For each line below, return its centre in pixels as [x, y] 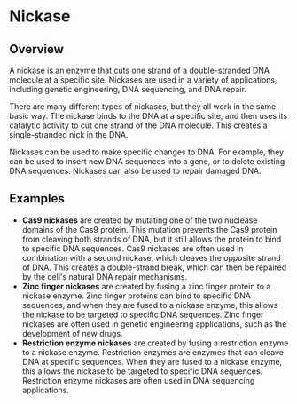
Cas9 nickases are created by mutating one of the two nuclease [140, 220]
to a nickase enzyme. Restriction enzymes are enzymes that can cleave [152, 352]
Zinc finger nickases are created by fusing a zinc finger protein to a [146, 286]
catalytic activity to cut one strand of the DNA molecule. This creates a [138, 125]
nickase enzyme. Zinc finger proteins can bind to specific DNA [136, 296]
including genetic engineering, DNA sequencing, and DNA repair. [128, 89]
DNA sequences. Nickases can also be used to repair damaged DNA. [135, 171]
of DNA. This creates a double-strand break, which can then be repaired [154, 267]
